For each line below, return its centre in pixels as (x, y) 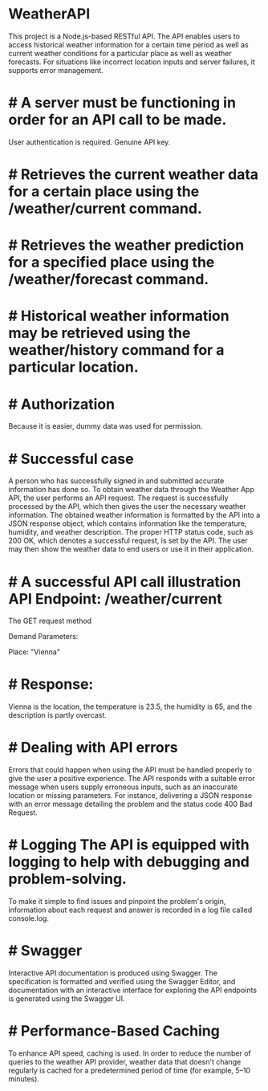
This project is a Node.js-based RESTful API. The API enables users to (124, 36)
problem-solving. (67, 879)
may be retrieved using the (99, 333)
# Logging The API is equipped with (129, 845)
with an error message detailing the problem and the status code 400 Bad (130, 804)
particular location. (73, 367)
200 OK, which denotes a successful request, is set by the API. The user (128, 541)
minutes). (24, 1079)
